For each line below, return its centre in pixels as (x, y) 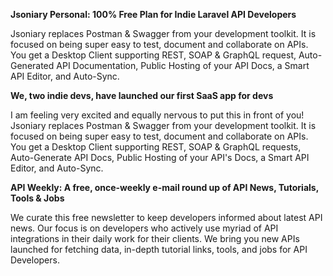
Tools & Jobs (37, 198)
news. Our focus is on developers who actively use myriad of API (144, 228)
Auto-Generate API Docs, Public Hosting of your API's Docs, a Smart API (160, 157)
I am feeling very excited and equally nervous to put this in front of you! (157, 115)
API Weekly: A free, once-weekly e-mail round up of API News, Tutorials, (164, 187)
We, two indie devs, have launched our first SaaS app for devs (142, 95)
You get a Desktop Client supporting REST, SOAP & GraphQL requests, (156, 147)
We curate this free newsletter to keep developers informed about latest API (166, 217)
